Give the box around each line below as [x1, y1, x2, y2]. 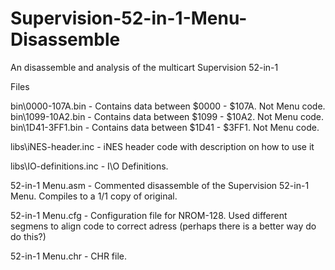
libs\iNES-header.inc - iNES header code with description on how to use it [10, 140, 315, 152]
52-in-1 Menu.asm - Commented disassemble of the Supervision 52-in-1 [10, 179, 310, 191]
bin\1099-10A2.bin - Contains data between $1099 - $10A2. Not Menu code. [10, 110, 325, 122]
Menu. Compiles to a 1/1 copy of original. [10, 190, 178, 202]
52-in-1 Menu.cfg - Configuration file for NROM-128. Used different [10, 209, 288, 221]
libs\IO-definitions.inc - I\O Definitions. [10, 160, 169, 172]
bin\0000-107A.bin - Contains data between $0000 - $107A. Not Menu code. [10, 100, 326, 112]
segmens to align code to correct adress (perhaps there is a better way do [10, 220, 317, 232]
